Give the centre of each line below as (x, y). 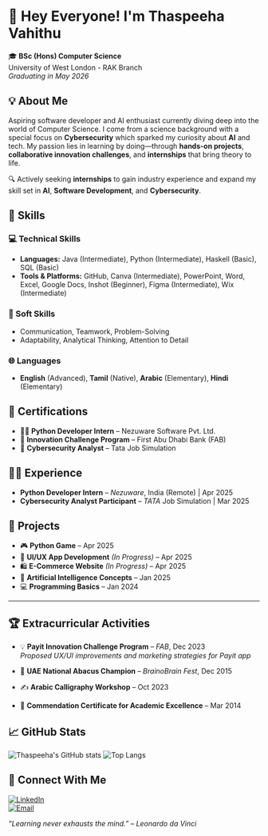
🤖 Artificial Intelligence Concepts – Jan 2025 (95, 578)
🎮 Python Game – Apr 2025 (67, 546)
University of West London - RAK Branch (75, 67)
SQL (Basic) (39, 268)
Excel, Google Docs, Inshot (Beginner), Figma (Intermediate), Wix (127, 285)
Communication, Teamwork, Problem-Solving (95, 331)
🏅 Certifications (48, 412)
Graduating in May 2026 (49, 76)
